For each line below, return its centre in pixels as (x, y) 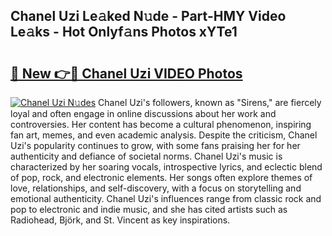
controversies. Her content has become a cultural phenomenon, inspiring (161, 124)
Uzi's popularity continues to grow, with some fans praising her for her (155, 145)
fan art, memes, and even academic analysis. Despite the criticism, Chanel (164, 135)
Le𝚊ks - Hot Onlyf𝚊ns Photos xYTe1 (124, 32)
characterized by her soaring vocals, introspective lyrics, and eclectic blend (166, 167)
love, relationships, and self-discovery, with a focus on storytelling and (156, 188)
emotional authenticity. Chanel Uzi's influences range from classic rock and (166, 198)
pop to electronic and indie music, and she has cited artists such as (149, 209)
